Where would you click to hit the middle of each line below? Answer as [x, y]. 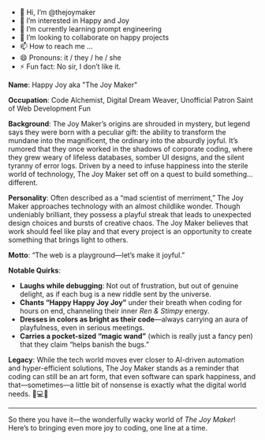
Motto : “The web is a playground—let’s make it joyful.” [97, 255]
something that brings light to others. [68, 240]
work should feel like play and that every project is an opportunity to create [130, 231]
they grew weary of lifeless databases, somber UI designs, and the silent [126, 157]
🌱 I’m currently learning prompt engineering [90, 29]
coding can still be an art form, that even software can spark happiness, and [132, 376]
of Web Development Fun [49, 108]
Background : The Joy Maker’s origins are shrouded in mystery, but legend [129, 124]
